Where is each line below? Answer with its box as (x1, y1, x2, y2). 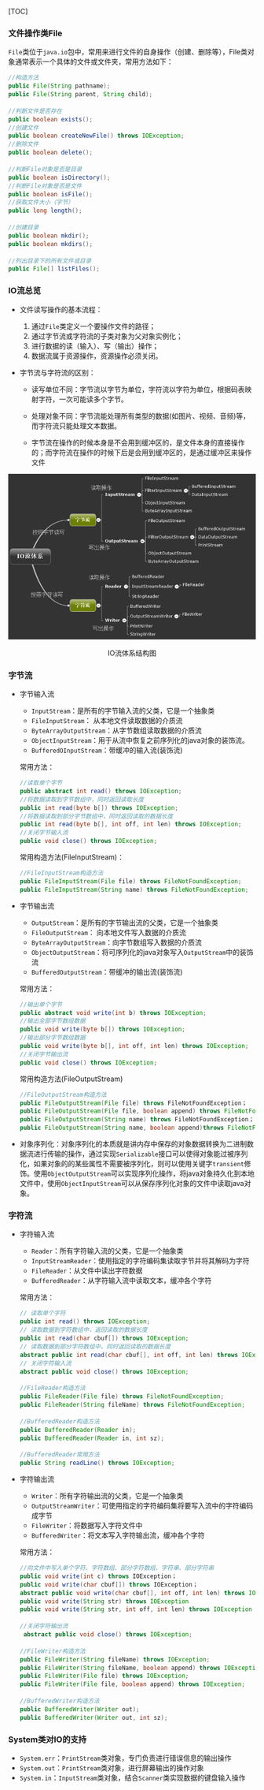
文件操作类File (8, 28, 63, 39)
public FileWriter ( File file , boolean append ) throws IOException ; (19, 1680, 246, 1688)
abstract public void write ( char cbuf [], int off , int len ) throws (19, 1589, 246, 1597)
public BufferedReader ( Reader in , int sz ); (19, 1434, 165, 1442)
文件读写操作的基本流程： (19, 304, 103, 314)
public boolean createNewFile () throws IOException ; (8, 132, 185, 140)
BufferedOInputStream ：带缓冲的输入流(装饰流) (31, 745, 183, 755)
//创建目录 (8, 224, 39, 232)
